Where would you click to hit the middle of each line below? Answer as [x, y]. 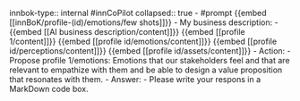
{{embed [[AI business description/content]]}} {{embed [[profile [127, 32]
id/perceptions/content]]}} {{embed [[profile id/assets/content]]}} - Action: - [150, 51]
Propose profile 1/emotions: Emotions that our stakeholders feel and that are [150, 60]
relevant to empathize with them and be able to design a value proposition [146, 70]
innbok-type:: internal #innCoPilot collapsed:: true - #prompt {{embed [138, 13]
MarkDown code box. [49, 89]
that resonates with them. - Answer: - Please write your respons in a [135, 79]
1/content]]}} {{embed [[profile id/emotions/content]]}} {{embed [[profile [143, 41]
